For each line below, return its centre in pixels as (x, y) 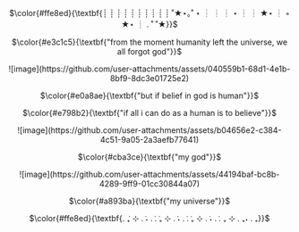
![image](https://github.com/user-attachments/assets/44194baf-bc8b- (149, 174)
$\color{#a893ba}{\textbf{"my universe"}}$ (149, 201)
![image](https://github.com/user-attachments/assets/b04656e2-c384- (149, 130)
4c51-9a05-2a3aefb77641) (149, 140)
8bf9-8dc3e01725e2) (149, 78)
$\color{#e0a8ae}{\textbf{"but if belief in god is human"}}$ (149, 95)
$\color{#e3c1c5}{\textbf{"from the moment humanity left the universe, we (149, 42)
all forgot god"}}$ (149, 51)
